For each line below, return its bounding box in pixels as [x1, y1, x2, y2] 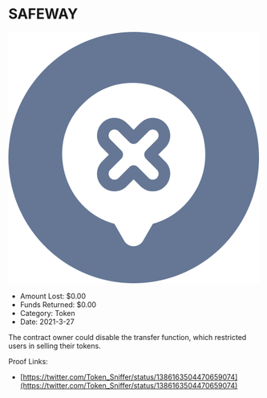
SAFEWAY [8, 5, 79, 23]
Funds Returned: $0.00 [19, 299, 97, 310]
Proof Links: [8, 356, 48, 366]
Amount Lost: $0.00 [19, 291, 87, 301]
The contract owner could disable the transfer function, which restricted [8, 332, 247, 342]
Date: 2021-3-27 [19, 317, 75, 326]
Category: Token [19, 308, 75, 318]
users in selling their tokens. [8, 341, 102, 351]
